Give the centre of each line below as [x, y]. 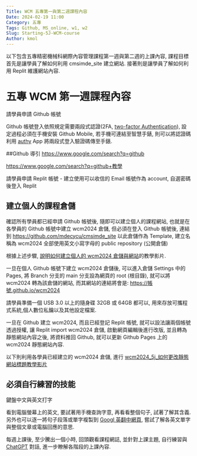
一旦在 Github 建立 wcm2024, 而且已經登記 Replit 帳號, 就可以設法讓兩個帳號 [98, 322]
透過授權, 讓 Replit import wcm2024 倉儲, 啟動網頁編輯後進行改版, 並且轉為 [97, 329]
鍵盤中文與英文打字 [29, 400]
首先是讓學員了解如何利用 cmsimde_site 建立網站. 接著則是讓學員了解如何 [95, 63]
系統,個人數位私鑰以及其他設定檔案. [54, 310]
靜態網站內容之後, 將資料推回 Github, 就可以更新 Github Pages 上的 [87, 337]
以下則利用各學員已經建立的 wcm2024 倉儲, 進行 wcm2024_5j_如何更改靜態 [98, 357]
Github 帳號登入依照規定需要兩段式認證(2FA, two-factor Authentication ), [93, 126]
